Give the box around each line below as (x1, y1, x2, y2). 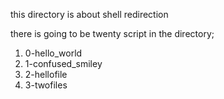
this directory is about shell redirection (10, 9, 169, 20)
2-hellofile (24, 69, 68, 80)
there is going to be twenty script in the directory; (10, 28, 215, 39)
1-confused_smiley (24, 58, 103, 69)
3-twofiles (24, 79, 68, 91)
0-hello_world (24, 47, 83, 59)
